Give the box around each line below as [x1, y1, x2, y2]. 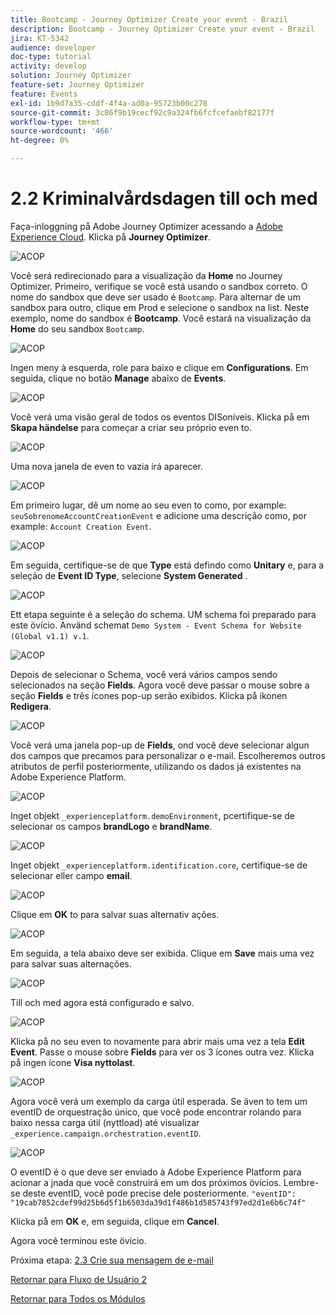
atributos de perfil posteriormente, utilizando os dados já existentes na [10, 760, 302, 772]
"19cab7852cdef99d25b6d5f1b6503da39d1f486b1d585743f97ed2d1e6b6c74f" [10, 1197, 307, 1208]
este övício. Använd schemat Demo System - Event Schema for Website [10, 619, 302, 631]
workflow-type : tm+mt [10, 117, 101, 127]
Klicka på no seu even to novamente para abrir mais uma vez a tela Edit [10, 1035, 305, 1047]
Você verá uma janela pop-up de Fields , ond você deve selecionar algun [10, 739, 310, 751]
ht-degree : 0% [10, 136, 70, 146]
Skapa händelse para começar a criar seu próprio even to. [10, 421, 252, 433]
